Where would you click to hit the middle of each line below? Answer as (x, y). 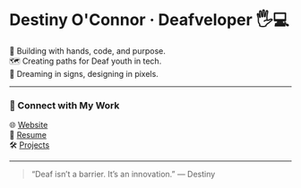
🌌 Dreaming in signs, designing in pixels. (84, 73)
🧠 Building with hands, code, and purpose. (87, 51)
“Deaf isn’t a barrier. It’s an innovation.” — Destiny (123, 175)
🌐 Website (29, 125)
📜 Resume (28, 135)
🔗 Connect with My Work (64, 105)
